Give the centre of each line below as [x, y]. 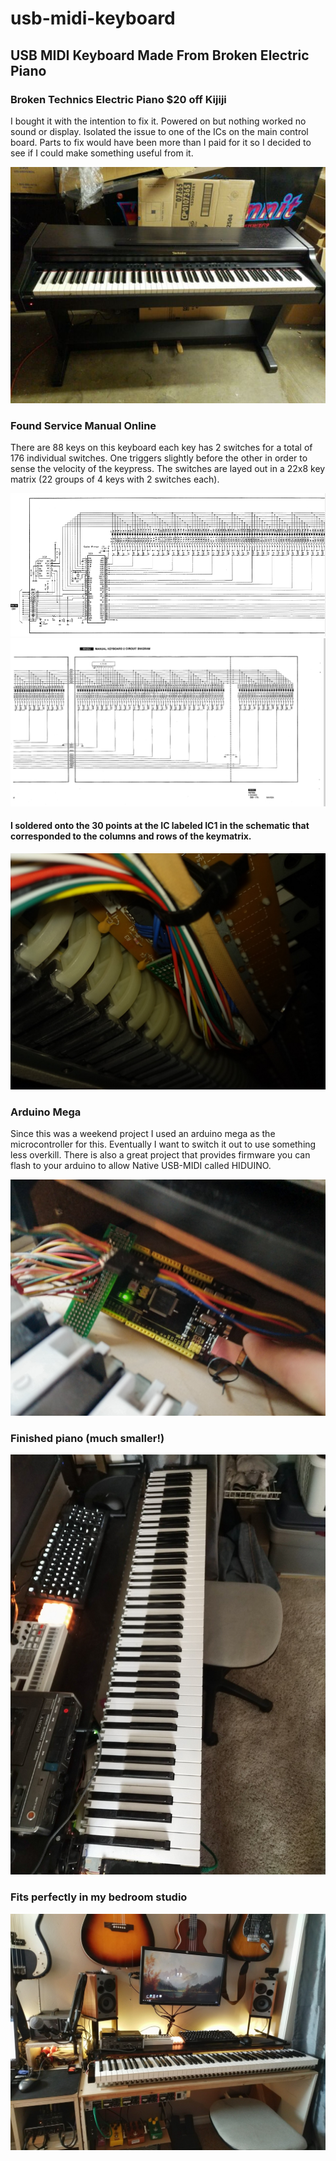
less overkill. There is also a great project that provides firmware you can [160, 1155]
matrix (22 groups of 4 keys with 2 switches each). [115, 479]
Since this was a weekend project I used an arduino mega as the [143, 1134]
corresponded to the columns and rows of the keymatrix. [131, 836]
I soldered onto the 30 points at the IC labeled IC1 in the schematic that [160, 826]
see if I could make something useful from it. [102, 153]
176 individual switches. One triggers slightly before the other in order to [159, 458]
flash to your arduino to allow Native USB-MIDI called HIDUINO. [141, 1166]
